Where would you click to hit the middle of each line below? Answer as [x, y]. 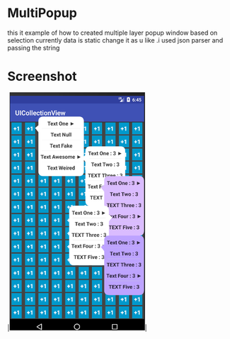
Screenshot [42, 77]
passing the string [34, 48]
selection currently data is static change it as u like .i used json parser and [115, 40]
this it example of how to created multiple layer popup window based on [113, 33]
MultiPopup [42, 13]
